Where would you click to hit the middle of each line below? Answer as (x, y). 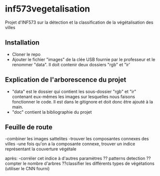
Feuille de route (29, 127)
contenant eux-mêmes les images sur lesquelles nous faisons (73, 96)
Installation (22, 43)
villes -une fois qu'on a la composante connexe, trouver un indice (70, 144)
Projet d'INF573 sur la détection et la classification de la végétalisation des (79, 22)
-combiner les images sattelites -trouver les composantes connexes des (77, 139)
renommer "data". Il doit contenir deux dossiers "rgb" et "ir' (71, 64)
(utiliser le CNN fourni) (27, 169)
